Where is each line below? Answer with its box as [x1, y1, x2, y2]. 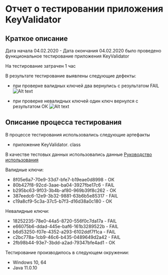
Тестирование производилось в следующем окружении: [5, 249, 129, 255]
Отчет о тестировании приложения [5, 3, 163, 15]
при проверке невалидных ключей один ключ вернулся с [12, 98, 138, 104]
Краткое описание [5, 34, 68, 43]
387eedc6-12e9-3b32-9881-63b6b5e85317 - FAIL [12, 193, 119, 199]
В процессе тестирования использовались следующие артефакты [5, 131, 150, 137]
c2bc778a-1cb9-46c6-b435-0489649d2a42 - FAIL [12, 234, 121, 240]
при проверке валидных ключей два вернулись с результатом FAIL [12, 82, 159, 89]
